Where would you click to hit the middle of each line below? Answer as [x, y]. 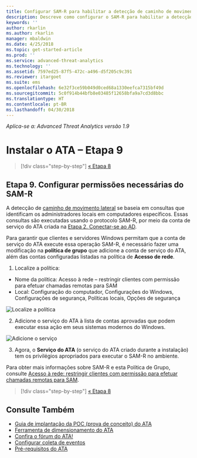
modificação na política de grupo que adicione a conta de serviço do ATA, [96, 250]
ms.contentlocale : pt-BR [36, 104]
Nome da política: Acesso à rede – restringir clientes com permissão [97, 280]
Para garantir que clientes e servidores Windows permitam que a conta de [96, 238]
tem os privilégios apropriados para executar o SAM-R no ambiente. [97, 356]
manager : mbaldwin [28, 39]
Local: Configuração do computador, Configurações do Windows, [94, 292]
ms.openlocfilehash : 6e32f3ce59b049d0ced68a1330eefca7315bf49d [85, 88]
